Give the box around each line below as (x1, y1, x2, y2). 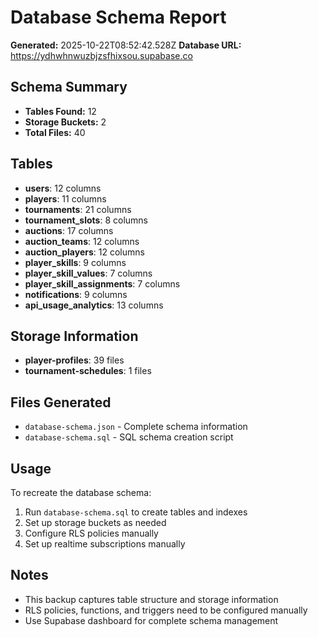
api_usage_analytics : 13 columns (24, 299, 164, 311)
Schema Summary (10, 79, 128, 96)
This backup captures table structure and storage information (24, 593, 279, 605)
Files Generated (10, 394, 112, 411)
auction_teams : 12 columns (24, 235, 140, 247)
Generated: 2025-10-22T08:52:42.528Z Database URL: (10, 39, 242, 51)
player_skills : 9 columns (24, 256, 127, 268)
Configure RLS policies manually (24, 527, 159, 539)
